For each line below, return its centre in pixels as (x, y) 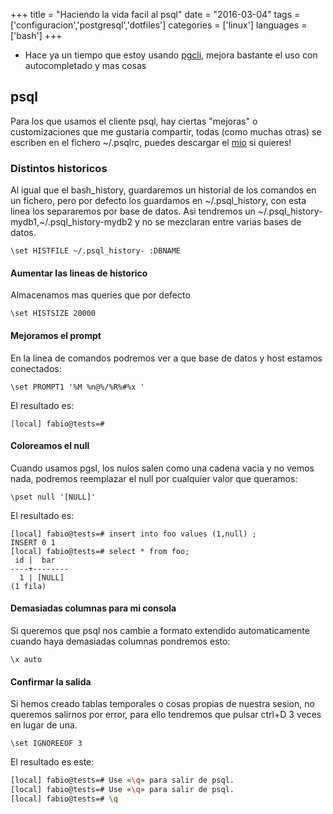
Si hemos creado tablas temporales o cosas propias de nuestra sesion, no (162, 704)
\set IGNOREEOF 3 (46, 744)
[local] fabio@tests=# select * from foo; (100, 551)
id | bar (35, 560)
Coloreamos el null (50, 446)
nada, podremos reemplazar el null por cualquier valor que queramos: (154, 478)
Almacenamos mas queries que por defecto (100, 295)
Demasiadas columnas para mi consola (93, 608)
